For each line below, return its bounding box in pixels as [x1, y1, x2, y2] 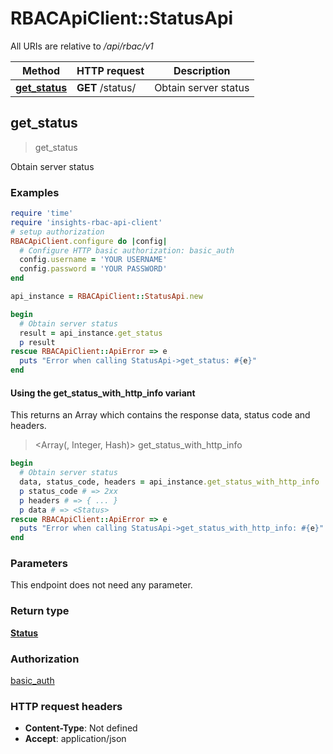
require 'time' [10, 208, 74, 219]
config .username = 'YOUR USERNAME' [19, 255, 168, 265]
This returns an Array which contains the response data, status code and [10, 409, 311, 421]
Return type [10, 604, 70, 618]
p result [19, 337, 56, 347]
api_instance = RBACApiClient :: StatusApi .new [10, 292, 203, 302]
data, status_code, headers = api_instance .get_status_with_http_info [19, 477, 320, 487]
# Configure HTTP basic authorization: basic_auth [19, 245, 235, 256]
